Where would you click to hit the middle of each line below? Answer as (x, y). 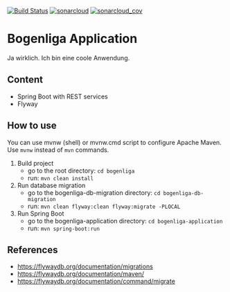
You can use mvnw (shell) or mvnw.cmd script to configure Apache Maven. (114, 142)
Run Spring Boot (41, 213)
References (33, 250)
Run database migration (51, 185)
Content (25, 80)
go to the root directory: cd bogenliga (81, 171)
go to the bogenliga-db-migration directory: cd (94, 192)
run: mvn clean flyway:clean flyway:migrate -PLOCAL (104, 206)
